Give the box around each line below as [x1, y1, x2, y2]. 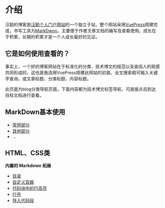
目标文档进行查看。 [5, 92, 44, 98]
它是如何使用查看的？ [5, 49, 70, 58]
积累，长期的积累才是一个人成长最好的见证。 [9, 34, 100, 40]
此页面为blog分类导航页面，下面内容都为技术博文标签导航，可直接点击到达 [5, 86, 156, 92]
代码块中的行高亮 [12, 185, 47, 191]
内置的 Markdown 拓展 [5, 162, 52, 169]
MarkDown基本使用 [5, 108, 65, 116]
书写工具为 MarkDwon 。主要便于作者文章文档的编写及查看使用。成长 [13, 27, 152, 33]
